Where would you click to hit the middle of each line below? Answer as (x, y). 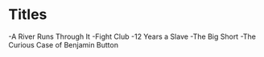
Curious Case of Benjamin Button (64, 44)
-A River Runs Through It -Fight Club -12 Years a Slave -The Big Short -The (132, 36)
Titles (28, 15)
